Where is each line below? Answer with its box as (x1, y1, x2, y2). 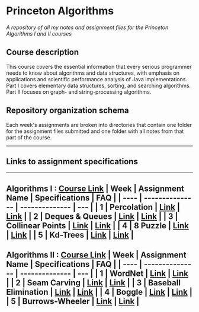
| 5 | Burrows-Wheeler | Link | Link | (6, 297, 140, 307)
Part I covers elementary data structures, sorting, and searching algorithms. (6, 82, 191, 89)
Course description (6, 47, 79, 58)
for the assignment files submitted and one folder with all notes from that (6, 128, 184, 135)
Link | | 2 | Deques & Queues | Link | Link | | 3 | (6, 211, 178, 221)
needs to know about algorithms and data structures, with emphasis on (6, 69, 179, 77)
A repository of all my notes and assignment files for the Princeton (6, 24, 169, 31)
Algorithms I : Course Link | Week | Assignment (6, 183, 185, 193)
